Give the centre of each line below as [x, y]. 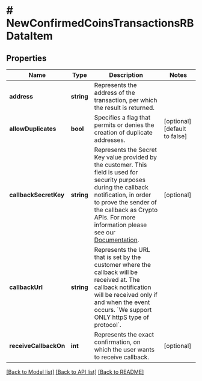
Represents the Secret [126, 150]
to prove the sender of [126, 202]
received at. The [117, 280]
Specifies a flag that [122, 117]
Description [126, 75]
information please [121, 225]
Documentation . [117, 240]
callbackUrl [26, 287]
